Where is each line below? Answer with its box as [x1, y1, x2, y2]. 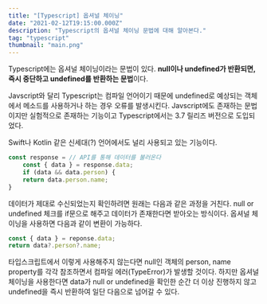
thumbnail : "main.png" [8, 41, 84, 49]
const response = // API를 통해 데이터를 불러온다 [8, 154, 162, 162]
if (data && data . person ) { [22, 168, 116, 176]
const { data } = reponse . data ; [8, 234, 116, 243]
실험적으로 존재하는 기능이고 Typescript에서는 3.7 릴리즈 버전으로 [29, 111, 234, 120]
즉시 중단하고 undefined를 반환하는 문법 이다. [8, 74, 149, 84]
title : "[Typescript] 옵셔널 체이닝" [8, 11, 124, 20]
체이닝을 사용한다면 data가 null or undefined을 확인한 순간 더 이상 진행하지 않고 [8, 277, 257, 286]
